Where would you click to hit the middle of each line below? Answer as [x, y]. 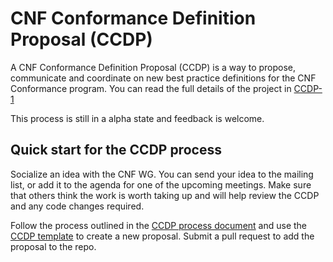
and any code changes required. [77, 206]
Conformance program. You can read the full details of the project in [151, 88]
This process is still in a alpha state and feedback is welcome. [137, 118]
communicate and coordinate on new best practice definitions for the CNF [163, 78]
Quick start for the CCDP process [116, 150]
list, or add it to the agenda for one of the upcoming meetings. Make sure [161, 184]
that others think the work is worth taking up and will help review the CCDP [165, 195]
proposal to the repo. [53, 246]
